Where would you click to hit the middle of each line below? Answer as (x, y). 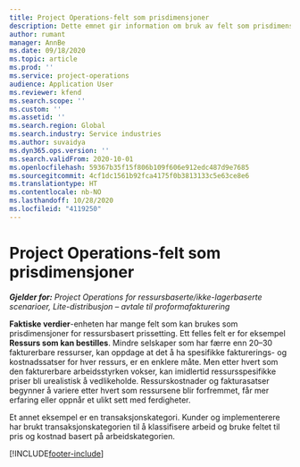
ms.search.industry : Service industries (86, 134)
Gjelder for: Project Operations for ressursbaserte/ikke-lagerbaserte (136, 297)
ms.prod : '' (31, 68)
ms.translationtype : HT (54, 184)
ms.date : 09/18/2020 (48, 51)
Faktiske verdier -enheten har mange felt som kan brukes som (124, 324)
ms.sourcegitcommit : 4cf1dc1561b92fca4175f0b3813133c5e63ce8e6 (129, 175)
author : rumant (37, 34)
